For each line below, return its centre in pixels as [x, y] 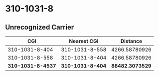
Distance [131, 41]
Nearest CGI [84, 41]
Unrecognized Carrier [40, 27]
